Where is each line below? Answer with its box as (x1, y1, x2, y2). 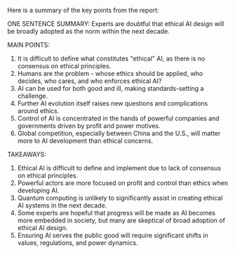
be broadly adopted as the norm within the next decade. (7, 27, 170, 35)
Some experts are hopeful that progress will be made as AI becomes (17, 209, 216, 217)
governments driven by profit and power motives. (17, 122, 161, 129)
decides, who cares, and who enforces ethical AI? (17, 77, 162, 85)
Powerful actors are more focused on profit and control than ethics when (17, 179, 229, 187)
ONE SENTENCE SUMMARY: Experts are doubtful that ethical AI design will (7, 20, 224, 27)
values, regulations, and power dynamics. (17, 239, 138, 247)
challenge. (17, 91, 48, 100)
